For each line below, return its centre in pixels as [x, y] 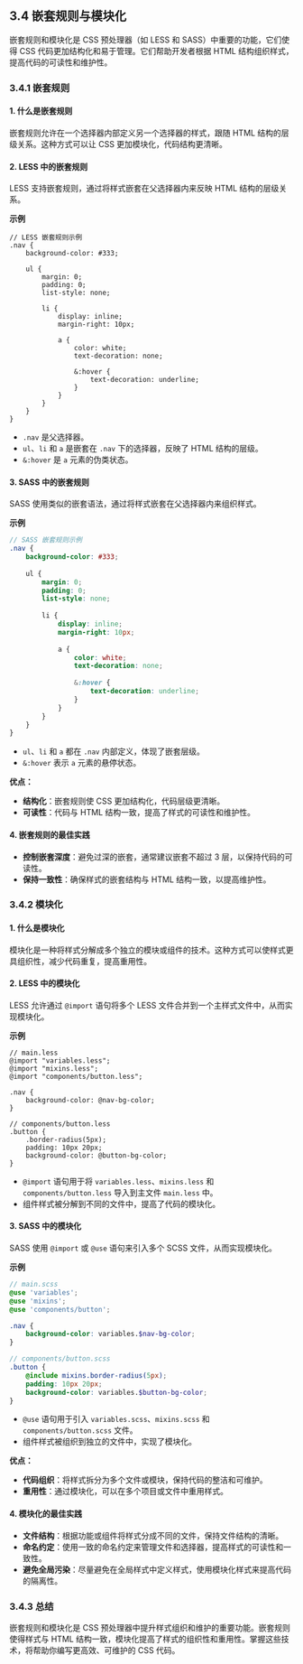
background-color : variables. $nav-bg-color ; [110, 1334]
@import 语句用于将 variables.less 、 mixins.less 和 [118, 1181]
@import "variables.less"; [60, 1060]
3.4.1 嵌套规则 [40, 88]
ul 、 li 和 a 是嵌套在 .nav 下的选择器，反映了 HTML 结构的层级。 [142, 449]
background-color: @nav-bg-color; [90, 1100]
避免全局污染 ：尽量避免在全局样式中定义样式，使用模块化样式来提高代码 [156, 1569]
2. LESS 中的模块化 [45, 983]
